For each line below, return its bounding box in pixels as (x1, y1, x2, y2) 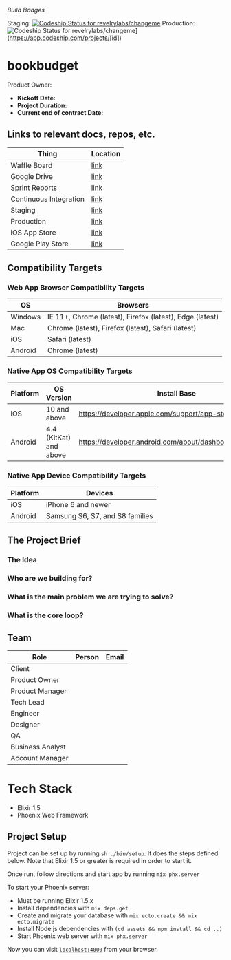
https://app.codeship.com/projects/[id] (9, 34, 120, 42)
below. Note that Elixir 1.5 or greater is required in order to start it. (7, 856, 192, 864)
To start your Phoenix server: (7, 883, 89, 891)
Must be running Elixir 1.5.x (16, 896, 94, 904)
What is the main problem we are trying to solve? (7, 592, 174, 601)
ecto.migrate (16, 918, 55, 925)
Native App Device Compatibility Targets (7, 471, 146, 480)
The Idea (7, 555, 38, 565)
